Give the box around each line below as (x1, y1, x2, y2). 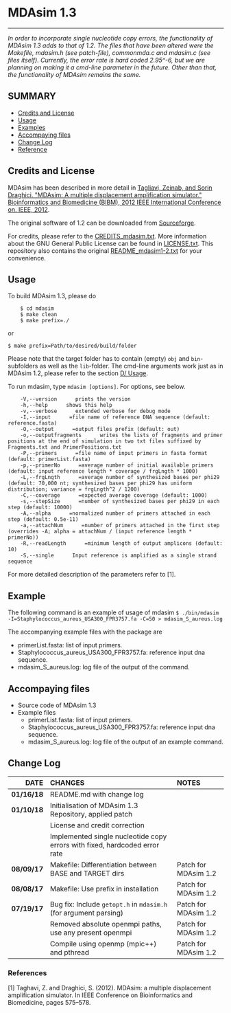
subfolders (8, 362, 38, 370)
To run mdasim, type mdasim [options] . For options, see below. (8, 383, 186, 391)
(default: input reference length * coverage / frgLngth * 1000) (8, 468, 198, 475)
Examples (17, 123, 46, 131)
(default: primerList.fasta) (8, 456, 91, 463)
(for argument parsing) (49, 908, 124, 917)
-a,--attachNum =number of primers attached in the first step (20, 522, 220, 529)
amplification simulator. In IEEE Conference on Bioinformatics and (8, 991, 193, 999)
